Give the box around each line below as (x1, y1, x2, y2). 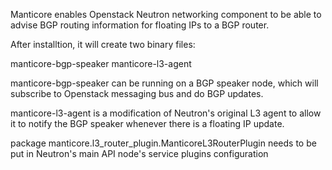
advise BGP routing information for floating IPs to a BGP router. (10, 19, 270, 31)
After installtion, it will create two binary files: (10, 39, 196, 50)
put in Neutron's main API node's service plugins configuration (10, 148, 269, 159)
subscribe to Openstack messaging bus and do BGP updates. (10, 88, 264, 99)
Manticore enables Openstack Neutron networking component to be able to (10, 9, 322, 20)
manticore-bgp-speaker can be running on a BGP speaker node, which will (10, 77, 319, 89)
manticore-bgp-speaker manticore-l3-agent (10, 58, 192, 69)
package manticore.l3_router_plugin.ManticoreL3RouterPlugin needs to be (10, 137, 317, 149)
